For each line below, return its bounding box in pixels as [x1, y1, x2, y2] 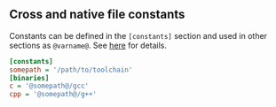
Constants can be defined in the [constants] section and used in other [9, 30, 268, 41]
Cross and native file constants [9, 7, 185, 22]
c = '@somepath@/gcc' [9, 81, 90, 91]
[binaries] [9, 73, 50, 82]
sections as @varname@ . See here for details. [9, 40, 167, 50]
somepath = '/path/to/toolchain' [9, 65, 133, 74]
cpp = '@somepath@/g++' [9, 90, 98, 99]
